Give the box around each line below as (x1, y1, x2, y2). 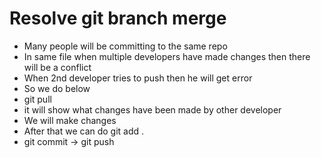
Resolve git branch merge (9, 7, 227, 30)
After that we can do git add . (23, 125, 145, 137)
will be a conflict (23, 61, 92, 73)
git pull (23, 93, 52, 105)
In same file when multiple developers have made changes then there (23, 50, 311, 62)
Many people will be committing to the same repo (23, 40, 228, 52)
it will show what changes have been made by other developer (23, 103, 282, 116)
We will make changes (23, 114, 117, 126)
